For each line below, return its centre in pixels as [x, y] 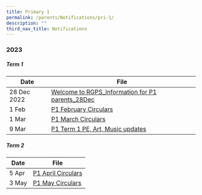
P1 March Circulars [78, 120]
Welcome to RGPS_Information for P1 [104, 92]
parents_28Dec [73, 100]
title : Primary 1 [28, 12]
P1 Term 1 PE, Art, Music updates [99, 129]
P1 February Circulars [82, 109]
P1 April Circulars [58, 173]
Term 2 [15, 145]
